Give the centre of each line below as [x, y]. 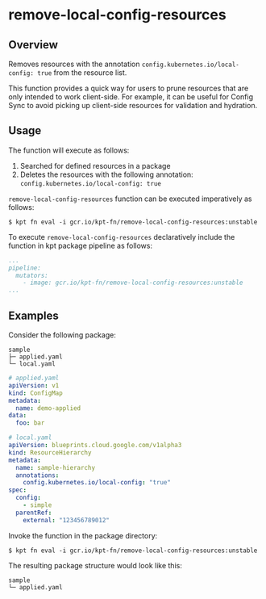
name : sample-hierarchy [55, 467]
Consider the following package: [62, 335]
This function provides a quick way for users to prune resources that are [129, 88]
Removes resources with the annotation [74, 64]
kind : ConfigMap [35, 393]
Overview [33, 45]
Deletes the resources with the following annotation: [106, 174]
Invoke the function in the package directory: [83, 535]
